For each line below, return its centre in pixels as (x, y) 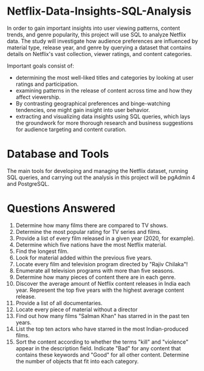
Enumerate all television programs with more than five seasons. (95, 270)
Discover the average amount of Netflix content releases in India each (103, 283)
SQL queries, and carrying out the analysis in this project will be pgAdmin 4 (101, 177)
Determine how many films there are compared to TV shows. (92, 225)
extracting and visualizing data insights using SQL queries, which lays (103, 116)
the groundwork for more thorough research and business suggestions (104, 122)
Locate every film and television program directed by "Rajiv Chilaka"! (102, 264)
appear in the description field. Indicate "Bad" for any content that (98, 348)
